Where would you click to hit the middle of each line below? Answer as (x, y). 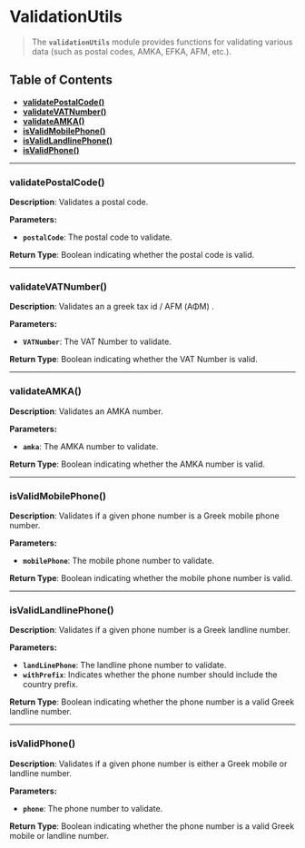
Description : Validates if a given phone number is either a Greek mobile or (148, 764)
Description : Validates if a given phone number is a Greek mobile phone (144, 516)
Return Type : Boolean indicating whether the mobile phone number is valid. (151, 577)
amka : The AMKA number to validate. (90, 446)
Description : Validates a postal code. (79, 202)
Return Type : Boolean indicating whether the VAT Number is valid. (134, 360)
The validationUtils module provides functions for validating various (162, 42)
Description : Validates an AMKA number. (86, 411)
